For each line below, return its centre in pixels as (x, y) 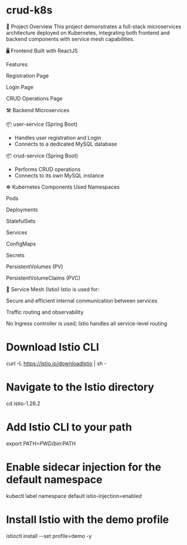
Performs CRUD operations (47, 169)
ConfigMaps (21, 244)
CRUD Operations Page (34, 98)
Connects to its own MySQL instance (59, 175)
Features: (18, 64)
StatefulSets (21, 221)
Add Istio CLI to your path (69, 427)
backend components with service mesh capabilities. (70, 39)
